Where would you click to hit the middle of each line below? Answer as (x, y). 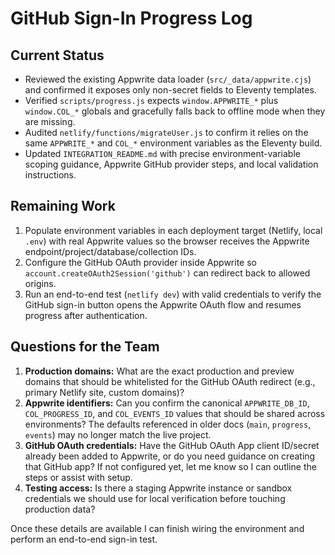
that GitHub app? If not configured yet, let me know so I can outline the (170, 466)
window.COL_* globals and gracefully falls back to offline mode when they (175, 111)
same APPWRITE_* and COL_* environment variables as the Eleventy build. (173, 143)
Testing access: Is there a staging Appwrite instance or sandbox (158, 488)
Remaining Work (63, 206)
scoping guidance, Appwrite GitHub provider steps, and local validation (171, 164)
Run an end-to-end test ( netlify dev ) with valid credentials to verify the (173, 294)
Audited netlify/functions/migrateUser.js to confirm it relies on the (166, 132)
